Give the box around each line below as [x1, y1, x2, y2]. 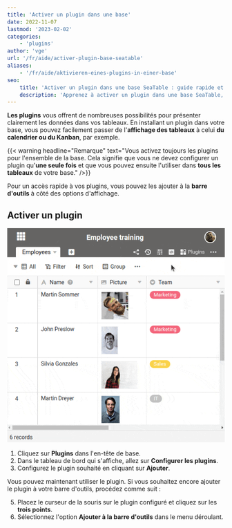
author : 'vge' [7, 48, 48, 55]
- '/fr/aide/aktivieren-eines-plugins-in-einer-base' [19, 69, 177, 76]
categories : [7, 33, 41, 40]
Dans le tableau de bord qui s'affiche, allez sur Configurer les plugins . [17, 456, 219, 464]
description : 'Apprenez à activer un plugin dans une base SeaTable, [19, 91, 224, 98]
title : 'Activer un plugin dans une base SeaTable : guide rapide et [19, 84, 224, 91]
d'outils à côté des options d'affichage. [7, 189, 119, 198]
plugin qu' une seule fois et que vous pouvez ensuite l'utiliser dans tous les [7, 161, 221, 169]
